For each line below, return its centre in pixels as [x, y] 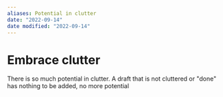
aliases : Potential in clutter [52, 13]
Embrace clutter [54, 60]
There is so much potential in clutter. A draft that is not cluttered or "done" [112, 79]
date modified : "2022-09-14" [49, 26]
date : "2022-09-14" [35, 20]
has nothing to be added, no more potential [68, 86]
